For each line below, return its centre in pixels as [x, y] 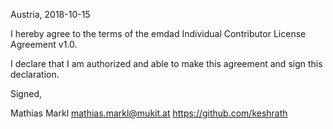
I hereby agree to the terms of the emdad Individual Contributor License [158, 33]
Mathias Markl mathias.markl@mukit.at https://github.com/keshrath [149, 113]
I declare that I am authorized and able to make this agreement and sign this [166, 63]
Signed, [26, 93]
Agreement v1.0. [44, 44]
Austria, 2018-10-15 [50, 14]
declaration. [35, 74]
